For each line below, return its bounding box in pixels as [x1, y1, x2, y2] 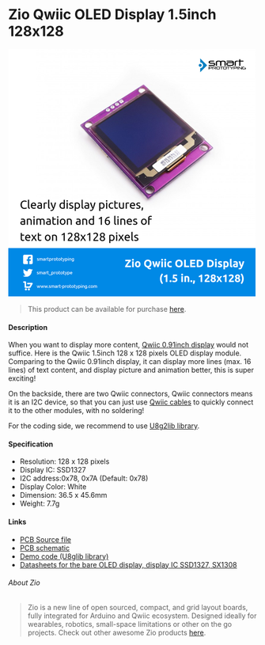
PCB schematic [19, 543, 70, 552]
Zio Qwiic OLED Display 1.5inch [8, 6, 217, 24]
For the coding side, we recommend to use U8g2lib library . [8, 421, 200, 431]
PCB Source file [19, 534, 71, 544]
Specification [8, 439, 54, 449]
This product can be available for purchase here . [27, 304, 187, 313]
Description [8, 322, 48, 332]
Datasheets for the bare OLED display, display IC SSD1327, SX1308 [19, 560, 237, 569]
